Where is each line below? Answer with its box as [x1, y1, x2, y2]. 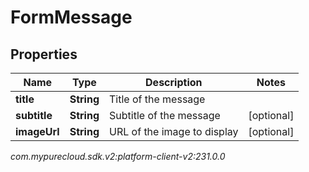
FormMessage [10, 6, 133, 29]
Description [145, 76, 203, 89]
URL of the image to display [109, 125, 239, 138]
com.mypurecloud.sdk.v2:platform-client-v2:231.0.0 [10, 151, 226, 162]
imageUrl [15, 125, 60, 138]
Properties [10, 46, 78, 63]
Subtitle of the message [109, 109, 221, 122]
